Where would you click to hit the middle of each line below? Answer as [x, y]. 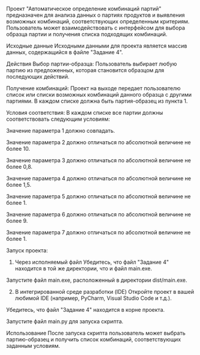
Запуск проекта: [27, 250]
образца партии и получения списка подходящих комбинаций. [87, 34]
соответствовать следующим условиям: [58, 119]
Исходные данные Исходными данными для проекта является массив [97, 46]
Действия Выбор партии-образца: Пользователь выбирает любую [92, 64]
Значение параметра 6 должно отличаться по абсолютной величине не [99, 214]
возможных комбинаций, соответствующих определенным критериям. [98, 21]
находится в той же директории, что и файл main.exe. [84, 269]
